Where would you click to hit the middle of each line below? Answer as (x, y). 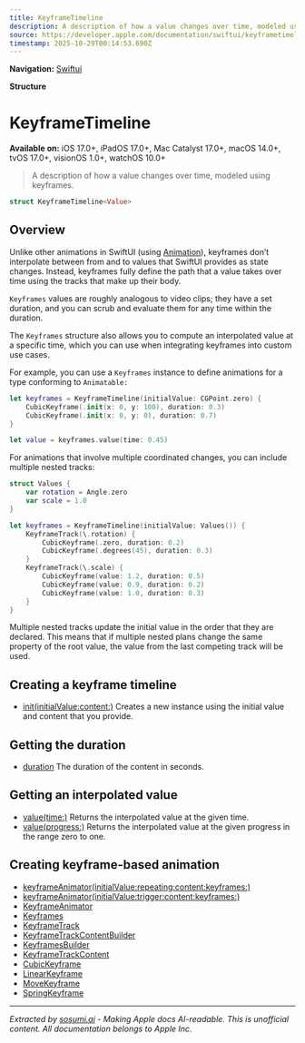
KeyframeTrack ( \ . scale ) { (75, 568)
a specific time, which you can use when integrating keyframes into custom (151, 345)
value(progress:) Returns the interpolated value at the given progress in (156, 826)
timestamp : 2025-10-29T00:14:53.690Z (81, 43)
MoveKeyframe (51, 983)
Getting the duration (68, 745)
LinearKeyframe (53, 973)
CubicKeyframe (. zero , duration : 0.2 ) (113, 542)
